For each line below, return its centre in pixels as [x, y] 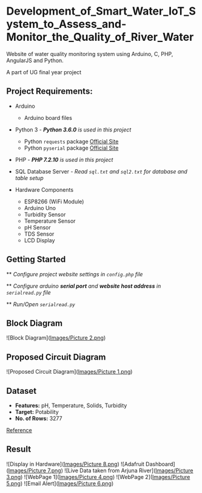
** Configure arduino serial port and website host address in [84, 286]
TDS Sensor [39, 234]
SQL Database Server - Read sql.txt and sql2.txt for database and [101, 171]
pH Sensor [37, 227]
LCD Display [39, 240]
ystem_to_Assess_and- [66, 24]
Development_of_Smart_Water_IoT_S [101, 11]
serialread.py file [29, 292]
